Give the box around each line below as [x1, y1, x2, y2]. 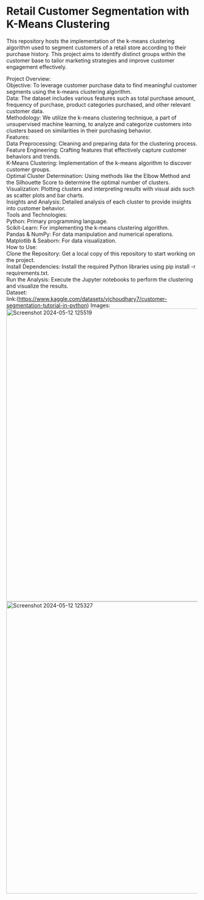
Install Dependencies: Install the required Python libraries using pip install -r [6, 263, 196, 270]
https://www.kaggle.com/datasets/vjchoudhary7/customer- [18, 295, 168, 302]
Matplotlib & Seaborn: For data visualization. [6, 236, 117, 244]
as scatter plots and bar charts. [6, 191, 85, 199]
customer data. [6, 107, 44, 115]
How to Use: [6, 243, 38, 250]
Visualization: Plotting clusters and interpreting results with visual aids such [6, 185, 195, 193]
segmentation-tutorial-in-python [6, 302, 87, 309]
